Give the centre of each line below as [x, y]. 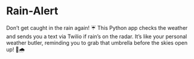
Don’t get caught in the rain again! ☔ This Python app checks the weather [97, 27]
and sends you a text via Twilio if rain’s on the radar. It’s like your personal [97, 36]
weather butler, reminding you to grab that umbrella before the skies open [97, 42]
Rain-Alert [32, 11]
